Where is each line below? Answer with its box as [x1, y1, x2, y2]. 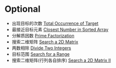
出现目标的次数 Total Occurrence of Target [11, 20, 99, 26]
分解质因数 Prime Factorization [11, 33, 75, 38]
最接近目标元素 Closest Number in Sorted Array [11, 26, 109, 33]
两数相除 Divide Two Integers [11, 45, 71, 51]
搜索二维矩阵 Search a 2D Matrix [11, 38, 78, 45]
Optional [4, 3, 40, 15]
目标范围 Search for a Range [11, 51, 70, 57]
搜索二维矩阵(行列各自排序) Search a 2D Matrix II [11, 57, 111, 63]
